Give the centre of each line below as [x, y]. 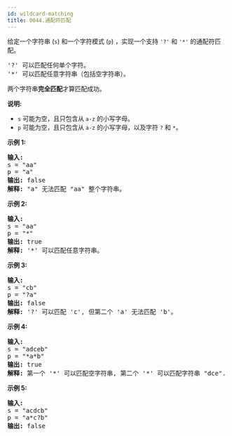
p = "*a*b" [26, 356]
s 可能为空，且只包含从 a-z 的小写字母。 [76, 118]
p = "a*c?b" [28, 417]
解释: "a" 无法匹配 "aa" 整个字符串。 [67, 189]
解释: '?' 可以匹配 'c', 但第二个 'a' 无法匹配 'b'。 [92, 312]
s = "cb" [22, 288]
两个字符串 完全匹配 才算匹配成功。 [56, 88]
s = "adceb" [28, 349]
